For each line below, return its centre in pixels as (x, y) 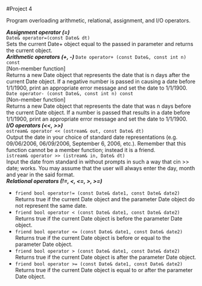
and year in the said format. (40, 175)
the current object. (29, 50)
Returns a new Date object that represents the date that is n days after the (98, 75)
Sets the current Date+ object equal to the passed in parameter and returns (100, 44)
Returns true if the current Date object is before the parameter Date (99, 218)
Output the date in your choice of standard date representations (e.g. (92, 137)
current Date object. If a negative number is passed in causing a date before (101, 81)
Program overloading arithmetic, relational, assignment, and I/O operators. (99, 20)
